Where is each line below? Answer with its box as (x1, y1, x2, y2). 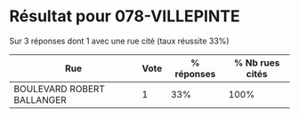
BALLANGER (13, 93, 67, 106)
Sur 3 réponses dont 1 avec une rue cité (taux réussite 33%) (9, 35, 230, 46)
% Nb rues (233, 56, 280, 68)
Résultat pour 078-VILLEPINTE (9, 6, 240, 27)
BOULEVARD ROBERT (13, 83, 105, 95)
